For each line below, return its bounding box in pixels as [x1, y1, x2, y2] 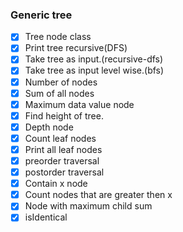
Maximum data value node [24, 98, 135, 110]
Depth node [24, 121, 74, 133]
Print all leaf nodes [24, 143, 103, 155]
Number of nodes [24, 76, 98, 88]
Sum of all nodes [24, 87, 95, 99]
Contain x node [24, 178, 88, 190]
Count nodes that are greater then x [24, 189, 173, 201]
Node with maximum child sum [24, 200, 153, 212]
